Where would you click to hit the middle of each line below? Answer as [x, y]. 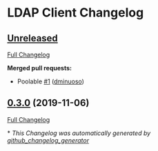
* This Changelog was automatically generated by [79, 133]
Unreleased [33, 38]
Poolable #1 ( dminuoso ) [51, 81]
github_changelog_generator [48, 140]
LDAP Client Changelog [76, 13]
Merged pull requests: [40, 68]
